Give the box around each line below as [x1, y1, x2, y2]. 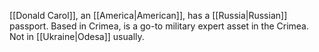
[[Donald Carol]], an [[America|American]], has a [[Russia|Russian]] [9, 10, 288, 21]
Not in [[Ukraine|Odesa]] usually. [9, 31, 145, 42]
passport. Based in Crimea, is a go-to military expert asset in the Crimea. [9, 20, 310, 32]
